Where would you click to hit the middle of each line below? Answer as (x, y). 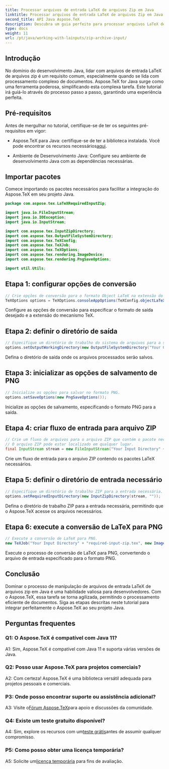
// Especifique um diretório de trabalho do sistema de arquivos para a (83, 343)
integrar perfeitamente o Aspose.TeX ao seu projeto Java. (65, 608)
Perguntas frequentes (40, 624)
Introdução (23, 58)
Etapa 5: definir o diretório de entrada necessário (84, 480)
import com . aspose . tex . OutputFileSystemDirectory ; (59, 236)
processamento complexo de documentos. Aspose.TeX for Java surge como (84, 81)
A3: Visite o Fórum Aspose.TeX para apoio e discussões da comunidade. (79, 708)
